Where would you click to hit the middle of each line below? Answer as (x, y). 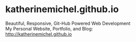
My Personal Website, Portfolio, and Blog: (49, 28)
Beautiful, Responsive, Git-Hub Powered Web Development (68, 23)
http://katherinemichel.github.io (38, 34)
